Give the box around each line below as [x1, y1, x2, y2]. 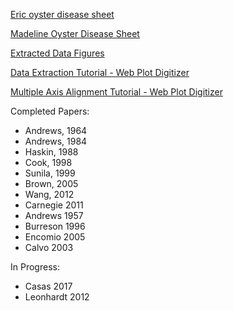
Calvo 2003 [24, 242, 74, 253]
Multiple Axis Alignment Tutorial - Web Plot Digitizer [10, 86, 223, 98]
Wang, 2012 [24, 189, 75, 200]
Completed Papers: [10, 105, 90, 117]
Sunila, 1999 [24, 167, 76, 179]
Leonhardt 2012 [24, 291, 90, 303]
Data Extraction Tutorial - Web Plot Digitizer [10, 67, 190, 78]
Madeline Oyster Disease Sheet [10, 28, 140, 39]
